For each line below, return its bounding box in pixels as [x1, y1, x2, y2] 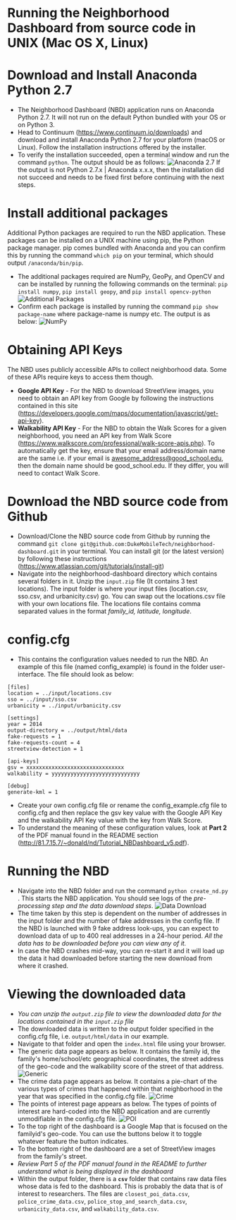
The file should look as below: [46, 670, 134, 678]
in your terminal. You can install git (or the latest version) [60, 547, 225, 555]
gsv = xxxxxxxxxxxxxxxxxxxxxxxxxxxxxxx [7, 763, 125, 771]
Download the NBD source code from [7, 494, 229, 509]
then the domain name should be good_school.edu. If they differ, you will [17, 461, 229, 470]
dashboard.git [17, 548, 59, 555]
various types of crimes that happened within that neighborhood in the [17, 1085, 223, 1093]
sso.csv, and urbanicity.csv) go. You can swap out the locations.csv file [17, 591, 225, 600]
